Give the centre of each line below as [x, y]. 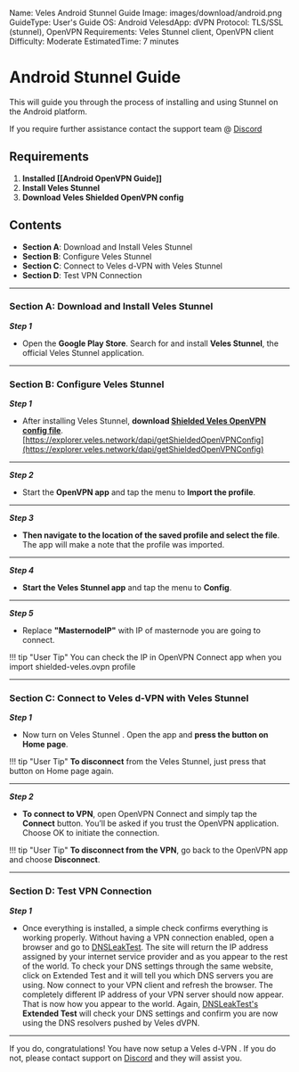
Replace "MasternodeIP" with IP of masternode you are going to [141, 631]
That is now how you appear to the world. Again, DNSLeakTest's [140, 1003]
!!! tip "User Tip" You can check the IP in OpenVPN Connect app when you [145, 657]
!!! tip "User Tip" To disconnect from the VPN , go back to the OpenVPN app [149, 850]
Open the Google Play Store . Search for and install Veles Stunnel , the [150, 343]
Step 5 [21, 614]
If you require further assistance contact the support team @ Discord [136, 128]
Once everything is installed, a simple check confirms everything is [145, 928]
